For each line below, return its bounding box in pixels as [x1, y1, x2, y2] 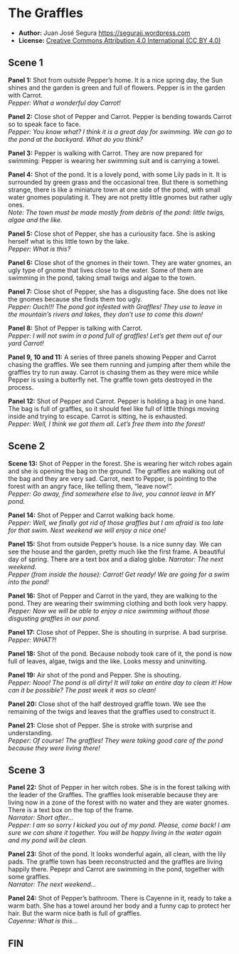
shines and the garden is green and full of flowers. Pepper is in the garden [8, 83, 226, 92]
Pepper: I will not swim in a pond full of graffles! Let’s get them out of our [8, 331, 223, 340]
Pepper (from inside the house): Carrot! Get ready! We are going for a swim [8, 570, 230, 579]
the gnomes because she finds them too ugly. [8, 294, 142, 304]
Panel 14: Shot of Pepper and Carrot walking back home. [8, 511, 175, 519]
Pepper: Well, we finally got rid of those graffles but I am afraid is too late [8, 518, 224, 527]
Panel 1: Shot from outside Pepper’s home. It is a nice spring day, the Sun [8, 76, 223, 84]
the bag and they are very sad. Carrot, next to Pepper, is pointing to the [8, 474, 217, 482]
